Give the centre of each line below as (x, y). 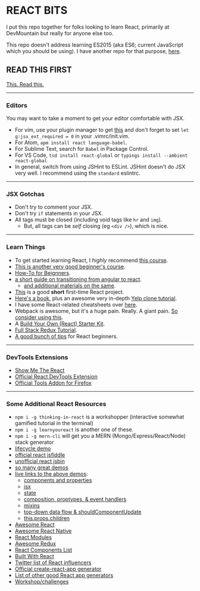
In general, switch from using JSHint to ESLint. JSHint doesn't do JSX (100, 167)
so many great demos (41, 468)
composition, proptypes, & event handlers (75, 499)
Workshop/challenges (42, 581)
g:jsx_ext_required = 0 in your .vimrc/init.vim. (72, 136)
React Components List (43, 550)
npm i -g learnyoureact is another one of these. (74, 429)
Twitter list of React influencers (53, 563)
